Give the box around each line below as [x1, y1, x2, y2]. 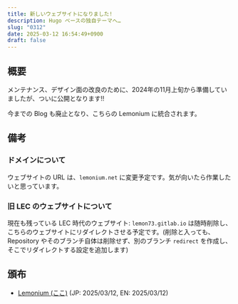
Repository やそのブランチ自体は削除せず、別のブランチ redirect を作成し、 [7, 236, 232, 245]
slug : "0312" [7, 23, 46, 31]
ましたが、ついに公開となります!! [7, 94, 105, 103]
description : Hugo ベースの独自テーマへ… [7, 17, 121, 24]
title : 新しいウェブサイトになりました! [7, 10, 113, 18]
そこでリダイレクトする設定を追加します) [7, 245, 129, 253]
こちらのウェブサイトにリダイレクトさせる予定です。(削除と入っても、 [7, 227, 214, 236]
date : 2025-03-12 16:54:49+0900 [7, 30, 103, 38]
